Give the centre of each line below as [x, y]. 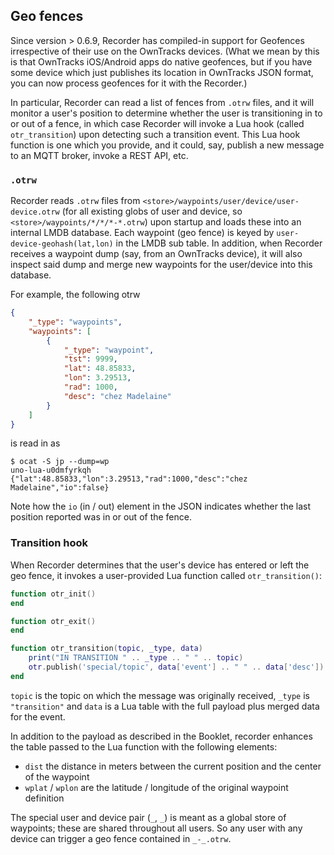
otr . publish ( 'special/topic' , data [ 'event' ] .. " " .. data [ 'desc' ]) [176, 667]
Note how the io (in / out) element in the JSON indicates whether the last [161, 506]
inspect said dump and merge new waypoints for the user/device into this [161, 265]
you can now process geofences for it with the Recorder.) [129, 83]
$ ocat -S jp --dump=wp [60, 462]
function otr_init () [53, 594]
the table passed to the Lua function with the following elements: [144, 746]
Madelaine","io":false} [60, 488]
